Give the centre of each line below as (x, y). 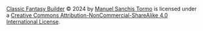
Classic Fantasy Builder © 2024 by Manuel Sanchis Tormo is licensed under (101, 9)
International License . (33, 22)
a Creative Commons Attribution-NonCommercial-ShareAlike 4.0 (87, 15)
